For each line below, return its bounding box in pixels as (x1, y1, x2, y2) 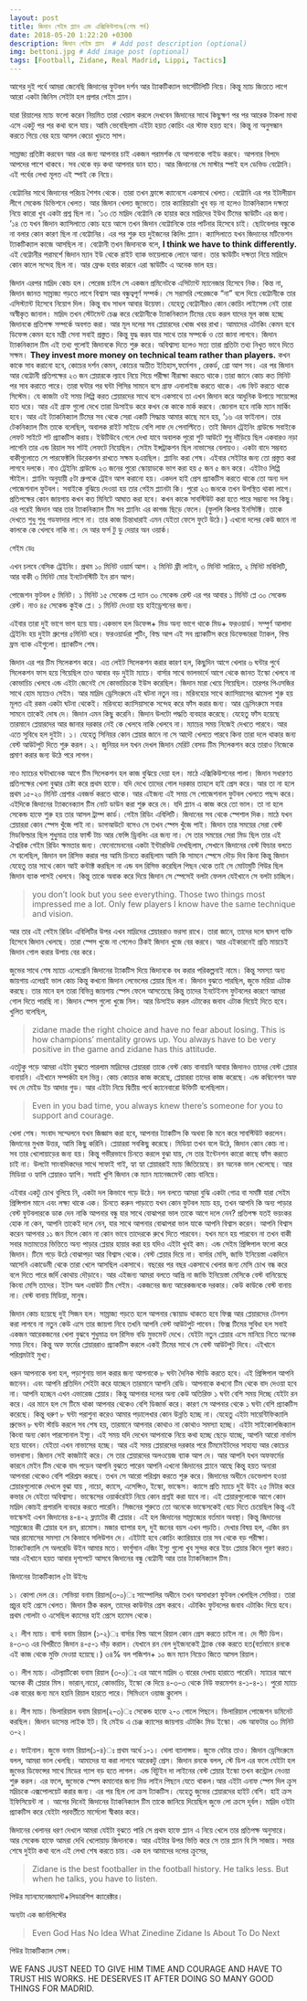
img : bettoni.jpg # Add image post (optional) (9, 48, 190, 57)
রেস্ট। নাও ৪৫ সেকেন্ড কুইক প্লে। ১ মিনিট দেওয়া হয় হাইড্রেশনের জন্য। (9, 600, 194, 611)
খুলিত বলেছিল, (9, 1006, 48, 1016)
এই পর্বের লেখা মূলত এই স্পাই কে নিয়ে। (9, 169, 115, 179)
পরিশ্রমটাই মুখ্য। (9, 1349, 52, 1360)
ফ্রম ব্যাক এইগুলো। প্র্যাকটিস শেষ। (9, 639, 101, 649)
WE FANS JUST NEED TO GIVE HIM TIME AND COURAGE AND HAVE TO (9, 1964, 283, 1974)
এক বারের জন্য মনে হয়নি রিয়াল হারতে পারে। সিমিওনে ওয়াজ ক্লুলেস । (9, 1687, 190, 1698)
